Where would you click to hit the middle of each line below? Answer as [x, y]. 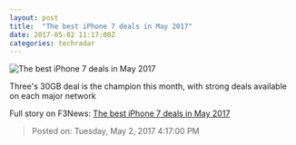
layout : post [34, 18]
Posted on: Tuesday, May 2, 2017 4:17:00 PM [115, 131]
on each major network [53, 96]
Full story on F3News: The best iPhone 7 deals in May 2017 [120, 113]
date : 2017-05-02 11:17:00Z [63, 34]
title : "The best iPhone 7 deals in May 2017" [101, 26]
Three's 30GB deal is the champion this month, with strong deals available [148, 86]
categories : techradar [52, 43]
